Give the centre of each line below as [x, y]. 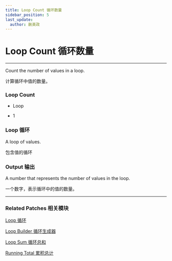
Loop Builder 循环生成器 [31, 231]
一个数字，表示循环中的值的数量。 [41, 189]
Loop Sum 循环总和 [26, 242]
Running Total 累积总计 [29, 253]
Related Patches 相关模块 [37, 208]
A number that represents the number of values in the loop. [68, 178]
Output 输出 [20, 167]
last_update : [19, 19]
